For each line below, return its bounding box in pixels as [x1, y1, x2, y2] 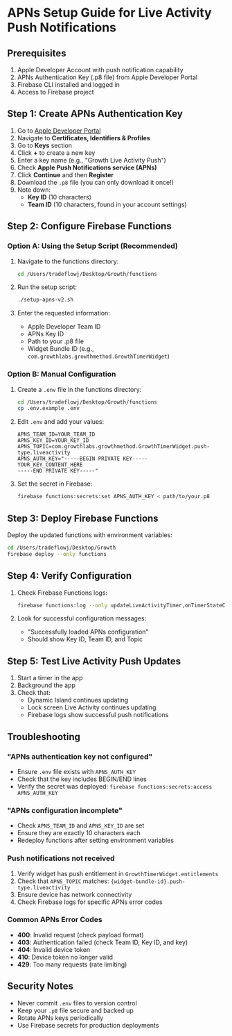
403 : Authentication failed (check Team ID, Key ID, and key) [17, 938, 188, 946]
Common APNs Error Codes [7, 915, 102, 925]
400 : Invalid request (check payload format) [17, 930, 144, 939]
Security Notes [7, 980, 74, 992]
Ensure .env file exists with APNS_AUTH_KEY [17, 767, 136, 775]
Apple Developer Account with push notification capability [17, 66, 184, 74]
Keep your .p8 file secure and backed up [17, 1006, 134, 1014]
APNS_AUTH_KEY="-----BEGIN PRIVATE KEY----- [17, 455, 148, 463]
